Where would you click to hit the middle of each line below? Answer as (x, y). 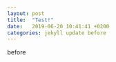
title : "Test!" (30, 20)
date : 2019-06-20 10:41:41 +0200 (58, 26)
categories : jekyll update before (57, 33)
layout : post (26, 13)
